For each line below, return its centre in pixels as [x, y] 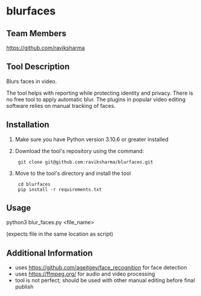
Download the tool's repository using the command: [79, 151]
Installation [28, 125]
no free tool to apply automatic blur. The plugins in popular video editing [96, 99]
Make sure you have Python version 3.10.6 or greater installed [92, 139]
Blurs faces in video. [32, 81]
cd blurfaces [34, 184]
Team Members [36, 33]
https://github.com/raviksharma [46, 48]
